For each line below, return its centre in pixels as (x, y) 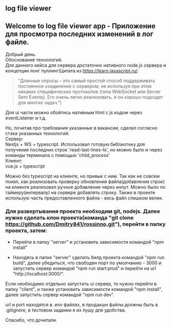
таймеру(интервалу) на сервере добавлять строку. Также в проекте (80, 193)
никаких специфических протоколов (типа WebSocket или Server (89, 92)
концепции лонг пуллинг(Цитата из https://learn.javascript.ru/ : (72, 71)
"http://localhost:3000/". (38, 274)
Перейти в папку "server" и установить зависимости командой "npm (88, 242)
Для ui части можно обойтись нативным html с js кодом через (74, 113)
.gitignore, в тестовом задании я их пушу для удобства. (66, 310)
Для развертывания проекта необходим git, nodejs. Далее (83, 211)
